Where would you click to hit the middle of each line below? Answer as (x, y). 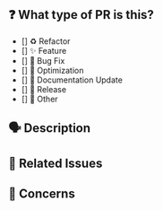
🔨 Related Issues (56, 163)
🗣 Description (50, 128)
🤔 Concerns (42, 193)
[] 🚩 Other (40, 99)
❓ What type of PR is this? (81, 15)
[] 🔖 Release (44, 89)
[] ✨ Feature (44, 50)
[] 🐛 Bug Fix (43, 60)
